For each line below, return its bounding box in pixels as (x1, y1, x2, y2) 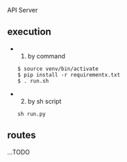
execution (7, 26, 52, 38)
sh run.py (17, 111, 46, 118)
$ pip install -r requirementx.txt (17, 71, 121, 79)
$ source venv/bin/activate (17, 65, 99, 72)
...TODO (7, 147, 30, 156)
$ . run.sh (17, 77, 49, 84)
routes (7, 129, 36, 141)
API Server (7, 6, 38, 14)
